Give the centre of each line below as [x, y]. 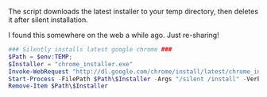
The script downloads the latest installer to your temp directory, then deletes [133, 11]
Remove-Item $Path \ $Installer [58, 86]
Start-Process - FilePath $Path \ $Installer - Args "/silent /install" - [128, 79]
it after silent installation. [48, 20]
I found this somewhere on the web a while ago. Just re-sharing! [114, 35]
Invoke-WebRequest [39, 71]
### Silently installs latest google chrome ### [90, 50]
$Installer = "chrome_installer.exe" [71, 64]
